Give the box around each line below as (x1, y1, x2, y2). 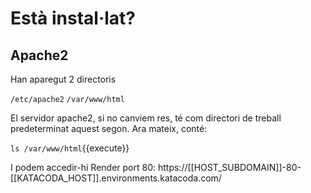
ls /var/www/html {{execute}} (10, 142, 130, 154)
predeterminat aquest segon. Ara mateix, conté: (10, 123, 208, 134)
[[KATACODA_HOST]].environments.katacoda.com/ (10, 172, 222, 184)
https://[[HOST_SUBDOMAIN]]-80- (157, 162, 302, 173)
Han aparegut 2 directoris (10, 73, 117, 85)
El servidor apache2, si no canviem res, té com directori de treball (10, 112, 282, 124)
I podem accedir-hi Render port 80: (10, 162, 157, 173)
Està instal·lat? (10, 7, 137, 30)
